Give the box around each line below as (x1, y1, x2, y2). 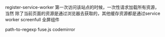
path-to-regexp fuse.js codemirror (5, 27, 75, 32)
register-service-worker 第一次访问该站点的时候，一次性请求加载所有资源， (5, 4, 160, 10)
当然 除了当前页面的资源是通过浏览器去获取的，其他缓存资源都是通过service (5, 10, 161, 16)
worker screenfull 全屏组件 (5, 17, 60, 22)
